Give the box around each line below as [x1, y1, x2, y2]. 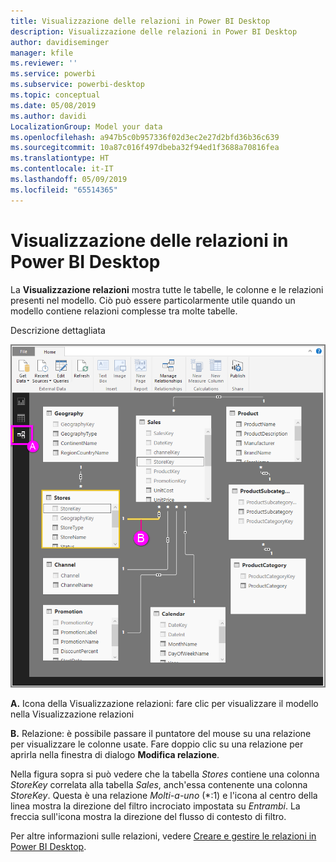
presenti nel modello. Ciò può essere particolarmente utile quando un [10, 294, 296, 306]
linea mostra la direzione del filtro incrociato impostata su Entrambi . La [10, 800, 301, 812]
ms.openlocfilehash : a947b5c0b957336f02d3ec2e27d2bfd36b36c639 [10, 132, 280, 142]
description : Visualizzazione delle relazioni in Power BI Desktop [10, 26, 298, 37]
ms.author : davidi [10, 111, 87, 121]
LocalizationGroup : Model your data [10, 121, 163, 132]
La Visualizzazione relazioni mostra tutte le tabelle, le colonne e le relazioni [10, 283, 324, 295]
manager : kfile [10, 48, 74, 58]
